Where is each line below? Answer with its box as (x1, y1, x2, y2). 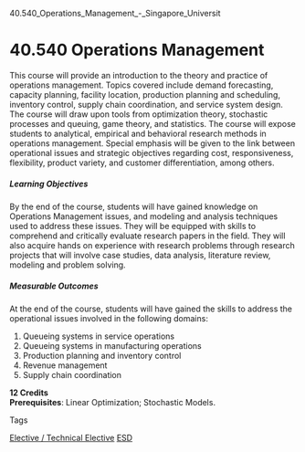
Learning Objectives (9, 178, 89, 189)
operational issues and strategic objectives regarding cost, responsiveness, (9, 147, 294, 158)
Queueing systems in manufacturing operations (22, 340, 203, 351)
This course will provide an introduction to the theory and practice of (9, 69, 268, 80)
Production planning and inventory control (22, 350, 182, 361)
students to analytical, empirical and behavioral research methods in (9, 128, 267, 139)
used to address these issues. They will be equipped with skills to (9, 220, 257, 231)
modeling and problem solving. (9, 259, 126, 270)
